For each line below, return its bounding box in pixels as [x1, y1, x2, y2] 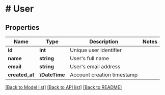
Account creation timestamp [70, 71, 138, 78]
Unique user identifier [70, 46, 122, 54]
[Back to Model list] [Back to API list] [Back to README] [5, 84, 122, 90]
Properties [5, 23, 40, 32]
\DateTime [39, 71, 65, 78]
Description [89, 38, 119, 45]
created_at [8, 71, 35, 78]
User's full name [70, 55, 109, 62]
